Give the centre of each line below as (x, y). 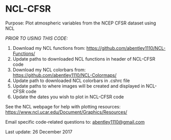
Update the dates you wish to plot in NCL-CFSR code (68, 97)
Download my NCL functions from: (49, 48)
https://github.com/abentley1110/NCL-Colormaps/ (65, 75)
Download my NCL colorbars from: (49, 70)
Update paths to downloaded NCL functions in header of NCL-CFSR (84, 59)
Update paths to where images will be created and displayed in (79, 86)
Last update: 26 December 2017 (39, 132)
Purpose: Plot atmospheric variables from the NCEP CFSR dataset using (81, 23)
